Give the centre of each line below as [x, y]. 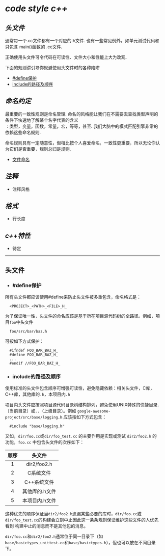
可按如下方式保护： [25, 341]
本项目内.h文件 [39, 500]
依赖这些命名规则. [23, 132]
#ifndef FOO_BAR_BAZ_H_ [34, 350]
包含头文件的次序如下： [60, 442]
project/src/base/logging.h [34, 417]
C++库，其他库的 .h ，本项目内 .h [38, 394]
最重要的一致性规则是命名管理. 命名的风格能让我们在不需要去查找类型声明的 [82, 114]
